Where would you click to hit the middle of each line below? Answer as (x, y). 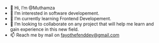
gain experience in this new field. (44, 29)
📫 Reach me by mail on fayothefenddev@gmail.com (65, 35)
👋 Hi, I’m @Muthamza (33, 8)
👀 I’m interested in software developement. (55, 13)
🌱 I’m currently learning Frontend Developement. (61, 18)
